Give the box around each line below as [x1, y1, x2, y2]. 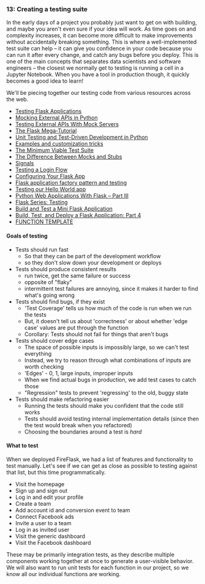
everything [24, 350, 52, 357]
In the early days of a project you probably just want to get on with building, [6, 19, 197, 26]
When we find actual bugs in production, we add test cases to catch [24, 376, 196, 383]
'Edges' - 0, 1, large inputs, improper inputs [24, 369, 133, 376]
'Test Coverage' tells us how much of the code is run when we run [24, 304, 192, 312]
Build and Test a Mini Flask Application [15, 205, 113, 212]
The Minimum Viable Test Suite [15, 146, 94, 154]
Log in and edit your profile [15, 493, 84, 501]
